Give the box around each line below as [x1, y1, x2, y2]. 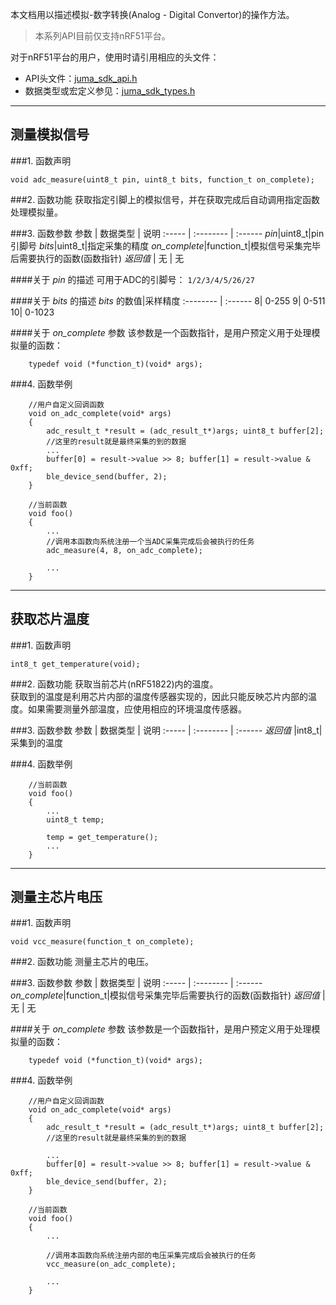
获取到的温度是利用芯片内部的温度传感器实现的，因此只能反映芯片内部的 [10, 690, 308, 702]
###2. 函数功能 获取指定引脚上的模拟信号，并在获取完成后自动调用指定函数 [10, 193, 321, 205]
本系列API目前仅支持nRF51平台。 [34, 30, 171, 42]
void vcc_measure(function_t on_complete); [10, 937, 195, 947]
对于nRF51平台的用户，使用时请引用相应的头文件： [10, 51, 220, 63]
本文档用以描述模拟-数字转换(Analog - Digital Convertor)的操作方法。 [10, 9, 295, 20]
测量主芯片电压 [10, 889, 103, 906]
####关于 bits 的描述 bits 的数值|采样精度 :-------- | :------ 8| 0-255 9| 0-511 [10, 294, 326, 307]
